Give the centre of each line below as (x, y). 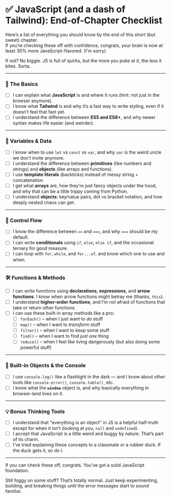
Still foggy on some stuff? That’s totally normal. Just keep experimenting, (82, 480)
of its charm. (26, 440)
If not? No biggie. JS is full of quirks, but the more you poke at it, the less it (83, 61)
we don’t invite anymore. (38, 158)
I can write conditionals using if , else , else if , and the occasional (83, 243)
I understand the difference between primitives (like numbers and (82, 163)
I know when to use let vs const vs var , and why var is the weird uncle (87, 152)
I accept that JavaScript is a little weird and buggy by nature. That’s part (88, 434)
